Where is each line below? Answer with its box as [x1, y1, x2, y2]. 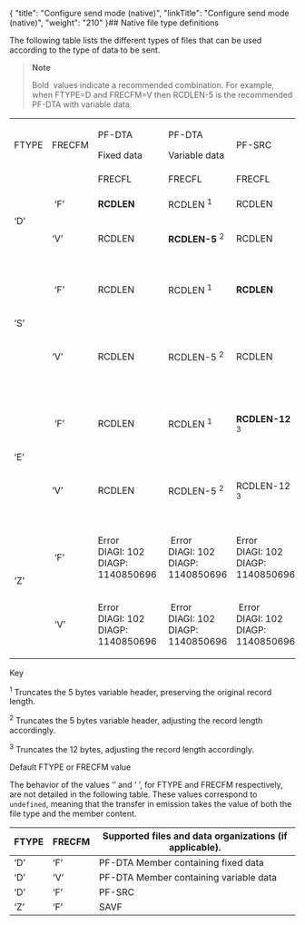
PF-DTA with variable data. [31, 99, 133, 110]
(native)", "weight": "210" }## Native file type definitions [9, 17, 220, 28]
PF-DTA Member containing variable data [98, 871, 277, 883]
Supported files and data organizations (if [103, 830, 288, 842]
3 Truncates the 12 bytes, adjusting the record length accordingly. [9, 742, 255, 754]
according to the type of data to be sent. [9, 44, 161, 55]
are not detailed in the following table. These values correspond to [9, 789, 258, 800]
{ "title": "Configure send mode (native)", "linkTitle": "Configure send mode [9, 8, 290, 18]
